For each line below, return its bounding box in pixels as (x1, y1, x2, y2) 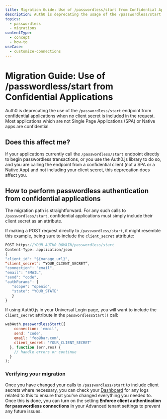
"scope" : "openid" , (11, 284, 52, 289)
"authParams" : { (5, 279, 39, 284)
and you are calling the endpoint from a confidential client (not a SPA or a (5, 162, 155, 168)
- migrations (9, 26, 37, 31)
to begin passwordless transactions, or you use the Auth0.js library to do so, (5, 156, 162, 162)
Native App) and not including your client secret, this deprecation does (5, 167, 150, 173)
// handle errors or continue (14, 349, 77, 354)
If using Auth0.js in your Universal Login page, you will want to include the (5, 307, 157, 313)
